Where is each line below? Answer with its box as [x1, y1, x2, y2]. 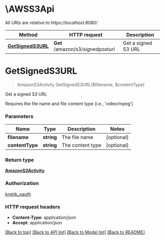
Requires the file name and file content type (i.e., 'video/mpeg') [5, 101, 134, 107]
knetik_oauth [5, 191, 31, 197]
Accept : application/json [12, 220, 62, 226]
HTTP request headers [5, 203, 60, 210]
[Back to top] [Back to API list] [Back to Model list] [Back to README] [5, 229, 145, 235]
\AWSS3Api [5, 3, 55, 15]
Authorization [5, 180, 39, 187]
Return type [5, 157, 34, 163]
